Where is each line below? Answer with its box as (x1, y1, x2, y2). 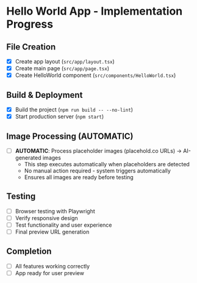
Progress (6, 17, 54, 31)
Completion (6, 246, 52, 257)
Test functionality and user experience (15, 221, 112, 229)
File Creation (6, 42, 56, 52)
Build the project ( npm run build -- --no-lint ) (15, 106, 133, 113)
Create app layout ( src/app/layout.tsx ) (15, 58, 115, 65)
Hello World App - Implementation (6, 4, 183, 18)
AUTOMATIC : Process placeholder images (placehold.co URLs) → (15, 147, 182, 154)
